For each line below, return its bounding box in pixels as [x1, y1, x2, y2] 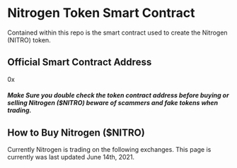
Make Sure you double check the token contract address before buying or [7, 91, 229, 100]
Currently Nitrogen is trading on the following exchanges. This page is [7, 145, 212, 154]
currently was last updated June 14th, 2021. [7, 153, 135, 162]
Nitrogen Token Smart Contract [7, 5, 196, 21]
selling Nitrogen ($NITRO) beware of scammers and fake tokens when [7, 99, 219, 107]
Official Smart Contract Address [7, 56, 152, 68]
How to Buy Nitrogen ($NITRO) [7, 126, 145, 138]
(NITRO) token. [7, 35, 51, 44]
